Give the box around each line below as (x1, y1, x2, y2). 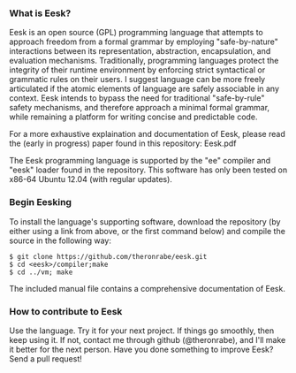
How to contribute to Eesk (9, 305, 123, 317)
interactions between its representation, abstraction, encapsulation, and (9, 46, 271, 57)
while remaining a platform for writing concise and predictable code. (9, 111, 258, 122)
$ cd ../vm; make (9, 268, 73, 277)
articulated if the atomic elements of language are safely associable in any (9, 83, 280, 95)
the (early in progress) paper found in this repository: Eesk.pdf (9, 138, 237, 148)
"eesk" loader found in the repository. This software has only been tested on (9, 164, 288, 175)
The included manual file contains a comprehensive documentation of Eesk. (9, 283, 285, 293)
